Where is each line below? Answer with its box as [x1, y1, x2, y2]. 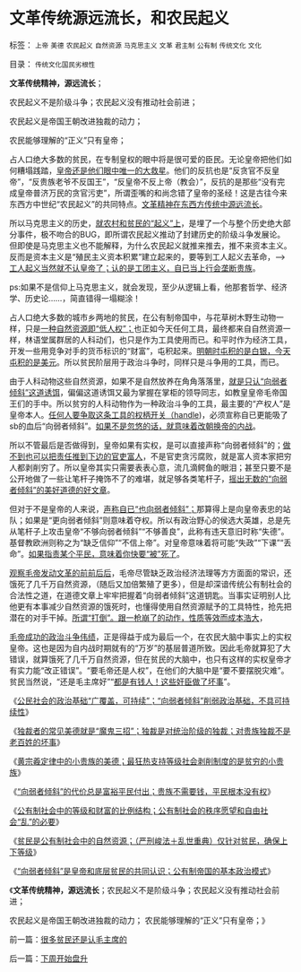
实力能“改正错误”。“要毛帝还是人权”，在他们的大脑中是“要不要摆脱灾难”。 [16, 664, 289, 675]
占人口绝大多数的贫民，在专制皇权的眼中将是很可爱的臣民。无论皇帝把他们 [9, 153, 284, 164]
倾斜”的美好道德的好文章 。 [16, 484, 116, 495]
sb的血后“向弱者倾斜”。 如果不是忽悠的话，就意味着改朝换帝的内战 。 [9, 421, 262, 431]
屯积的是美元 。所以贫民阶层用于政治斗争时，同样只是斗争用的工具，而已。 [9, 356, 284, 368]
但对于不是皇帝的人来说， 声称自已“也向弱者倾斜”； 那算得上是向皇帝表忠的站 [9, 503, 291, 514]
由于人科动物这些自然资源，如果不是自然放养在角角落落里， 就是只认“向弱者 [9, 376, 288, 386]
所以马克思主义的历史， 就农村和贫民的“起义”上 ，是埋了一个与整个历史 [9, 217, 268, 229]
